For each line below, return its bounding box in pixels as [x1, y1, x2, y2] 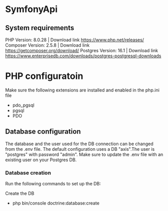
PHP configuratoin [5, 70, 84, 82]
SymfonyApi [5, 4, 58, 15]
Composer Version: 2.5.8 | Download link [5, 42, 90, 48]
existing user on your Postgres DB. [5, 157, 77, 163]
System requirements [5, 24, 74, 32]
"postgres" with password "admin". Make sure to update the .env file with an [5, 151, 163, 157]
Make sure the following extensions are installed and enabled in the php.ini [5, 87, 159, 93]
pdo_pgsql [12, 102, 35, 108]
